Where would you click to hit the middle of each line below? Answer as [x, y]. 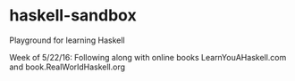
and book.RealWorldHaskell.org [67, 67]
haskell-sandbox [73, 16]
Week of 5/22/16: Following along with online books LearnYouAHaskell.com [148, 57]
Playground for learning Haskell [67, 40]
